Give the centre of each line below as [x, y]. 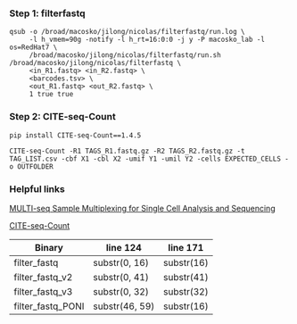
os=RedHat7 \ [33, 47]
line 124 [124, 247]
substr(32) [186, 291]
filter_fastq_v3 [43, 291]
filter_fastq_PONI [49, 306]
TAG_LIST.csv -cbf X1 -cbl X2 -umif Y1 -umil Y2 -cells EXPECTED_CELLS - [149, 159]
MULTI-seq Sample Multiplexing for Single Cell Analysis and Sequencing [142, 208]
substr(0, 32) [121, 291]
